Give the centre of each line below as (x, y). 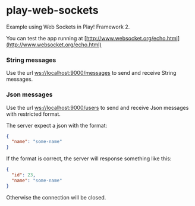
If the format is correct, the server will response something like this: (89, 159)
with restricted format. (34, 114)
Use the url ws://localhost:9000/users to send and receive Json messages (97, 107)
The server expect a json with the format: (57, 125)
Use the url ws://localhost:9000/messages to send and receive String (91, 73)
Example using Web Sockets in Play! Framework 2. (68, 27)
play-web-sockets (53, 10)
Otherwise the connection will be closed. (56, 197)
